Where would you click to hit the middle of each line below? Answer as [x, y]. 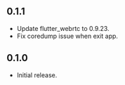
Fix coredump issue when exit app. [67, 36]
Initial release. [37, 75]
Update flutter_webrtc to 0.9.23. [63, 28]
